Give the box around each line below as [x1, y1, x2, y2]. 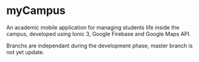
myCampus [6, 4, 66, 18]
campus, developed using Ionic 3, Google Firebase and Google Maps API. [6, 30, 191, 37]
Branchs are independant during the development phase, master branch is [6, 42, 193, 49]
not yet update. [6, 48, 44, 55]
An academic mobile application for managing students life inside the [6, 24, 180, 31]
